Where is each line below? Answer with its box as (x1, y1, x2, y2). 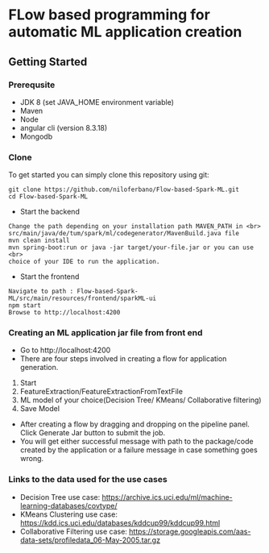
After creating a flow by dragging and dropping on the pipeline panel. (19, 419, 250, 429)
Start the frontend (19, 272, 80, 281)
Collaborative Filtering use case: (19, 526, 127, 536)
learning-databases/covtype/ (19, 501, 118, 510)
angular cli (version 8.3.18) (19, 123, 108, 132)
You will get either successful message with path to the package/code (19, 437, 254, 447)
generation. (19, 363, 59, 372)
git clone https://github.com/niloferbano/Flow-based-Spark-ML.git (8, 185, 240, 194)
